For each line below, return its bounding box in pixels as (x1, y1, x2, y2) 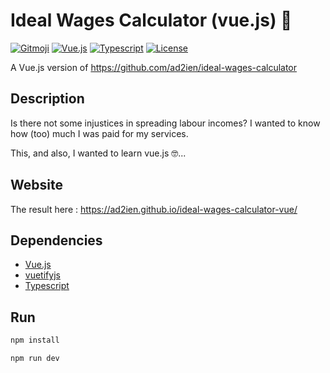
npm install (10, 335, 60, 346)
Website (10, 177, 63, 194)
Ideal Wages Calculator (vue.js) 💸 (10, 9, 293, 32)
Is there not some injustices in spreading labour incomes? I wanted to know (10, 117, 321, 129)
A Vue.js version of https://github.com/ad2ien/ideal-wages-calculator (10, 61, 298, 73)
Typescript (24, 280, 70, 292)
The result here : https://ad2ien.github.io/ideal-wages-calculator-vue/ (10, 203, 298, 215)
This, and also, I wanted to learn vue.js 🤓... (10, 147, 187, 159)
